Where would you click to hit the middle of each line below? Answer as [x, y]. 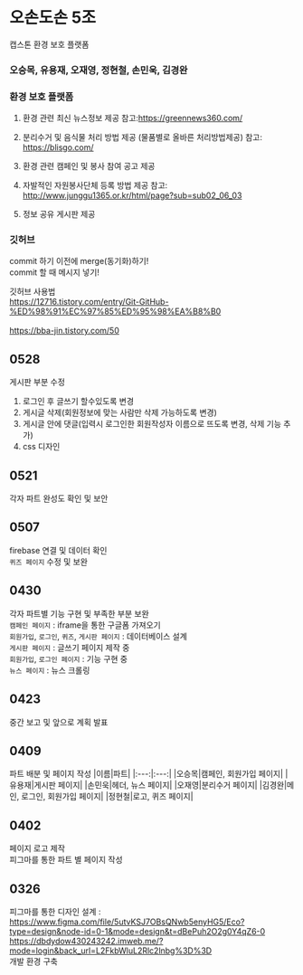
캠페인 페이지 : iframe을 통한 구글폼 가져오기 [85, 625]
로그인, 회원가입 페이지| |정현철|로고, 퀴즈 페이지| [107, 797]
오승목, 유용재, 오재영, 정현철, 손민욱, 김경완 [99, 70]
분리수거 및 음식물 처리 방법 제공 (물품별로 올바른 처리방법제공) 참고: [142, 137]
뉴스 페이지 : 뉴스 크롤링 [50, 670]
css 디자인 [41, 447]
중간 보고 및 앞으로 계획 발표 [59, 722]
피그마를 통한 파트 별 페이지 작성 [66, 860]
